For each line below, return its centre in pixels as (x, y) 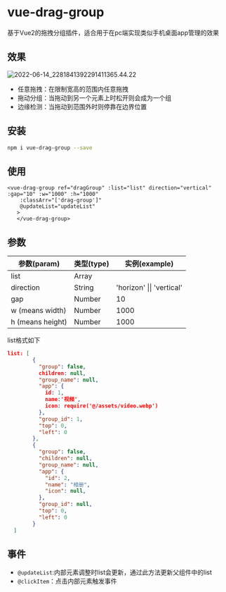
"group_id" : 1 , (60, 419)
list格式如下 (24, 340)
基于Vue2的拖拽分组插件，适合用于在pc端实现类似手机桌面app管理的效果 (113, 32)
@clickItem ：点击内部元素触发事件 (67, 581)
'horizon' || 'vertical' (149, 288)
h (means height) (39, 322)
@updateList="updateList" (58, 206)
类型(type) (92, 264)
